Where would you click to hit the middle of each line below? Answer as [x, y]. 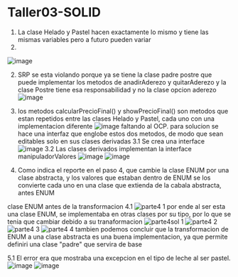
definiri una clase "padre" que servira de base [75, 244]
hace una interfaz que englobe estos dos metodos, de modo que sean [120, 134]
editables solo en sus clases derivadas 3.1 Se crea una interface [111, 141]
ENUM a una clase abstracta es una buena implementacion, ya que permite [118, 237]
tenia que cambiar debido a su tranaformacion [75, 222]
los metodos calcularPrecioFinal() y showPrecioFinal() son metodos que [123, 111]
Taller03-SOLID [54, 12]
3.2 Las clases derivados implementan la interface [118, 148]
